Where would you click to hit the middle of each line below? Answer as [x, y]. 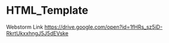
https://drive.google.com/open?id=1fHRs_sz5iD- [104, 27]
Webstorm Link [25, 27]
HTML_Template [47, 10]
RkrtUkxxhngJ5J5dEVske [37, 33]
